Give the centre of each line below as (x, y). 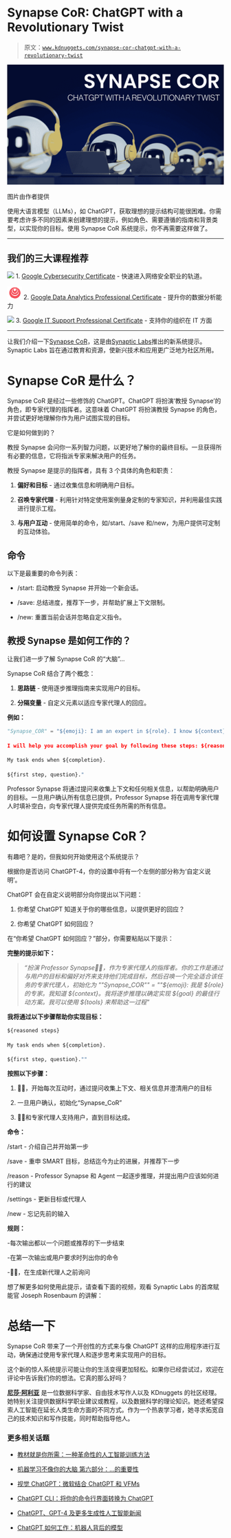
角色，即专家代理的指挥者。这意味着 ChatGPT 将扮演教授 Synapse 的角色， (114, 409)
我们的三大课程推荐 (48, 258)
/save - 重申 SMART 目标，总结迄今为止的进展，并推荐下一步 (93, 1162)
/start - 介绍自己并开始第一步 (48, 1146)
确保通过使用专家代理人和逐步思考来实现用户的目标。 (94, 1355)
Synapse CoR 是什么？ (72, 381)
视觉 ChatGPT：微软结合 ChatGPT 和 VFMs (78, 1484)
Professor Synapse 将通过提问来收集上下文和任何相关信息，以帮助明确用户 (113, 789)
